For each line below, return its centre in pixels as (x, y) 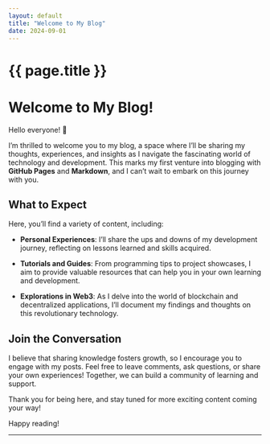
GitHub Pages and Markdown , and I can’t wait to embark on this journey (129, 171)
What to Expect (47, 205)
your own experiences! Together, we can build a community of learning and (133, 376)
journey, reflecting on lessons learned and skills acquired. (115, 248)
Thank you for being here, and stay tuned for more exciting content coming (133, 400)
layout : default (35, 16)
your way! (25, 408)
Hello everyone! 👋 (38, 129)
